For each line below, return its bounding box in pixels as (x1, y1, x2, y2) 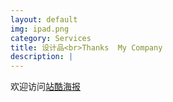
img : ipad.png (10, 24, 70, 34)
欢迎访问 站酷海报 (10, 81, 81, 93)
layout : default (10, 14, 78, 25)
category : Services (10, 33, 92, 43)
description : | (10, 52, 74, 62)
